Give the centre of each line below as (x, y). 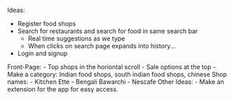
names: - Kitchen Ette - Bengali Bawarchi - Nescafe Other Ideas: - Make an (116, 82)
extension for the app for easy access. (63, 89)
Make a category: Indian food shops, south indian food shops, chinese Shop (117, 74)
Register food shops (47, 23)
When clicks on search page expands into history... (102, 46)
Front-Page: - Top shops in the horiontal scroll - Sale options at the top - (111, 67)
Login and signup (42, 53)
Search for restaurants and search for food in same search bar (108, 31)
